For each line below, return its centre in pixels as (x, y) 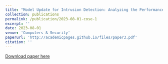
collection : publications (32, 14)
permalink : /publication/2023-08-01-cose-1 (51, 19)
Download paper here (27, 56)
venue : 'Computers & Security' (38, 33)
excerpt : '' (17, 24)
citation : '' (19, 42)
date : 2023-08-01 (23, 28)
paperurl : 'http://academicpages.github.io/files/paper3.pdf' (71, 38)
